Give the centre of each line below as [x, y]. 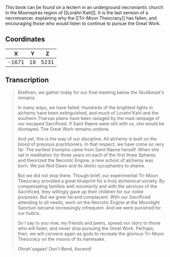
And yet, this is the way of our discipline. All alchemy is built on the [87, 139]
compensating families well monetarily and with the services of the [87, 186]
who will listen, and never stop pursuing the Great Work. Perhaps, [86, 228]
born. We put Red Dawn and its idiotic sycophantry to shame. [81, 165]
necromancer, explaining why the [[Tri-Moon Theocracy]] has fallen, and [81, 18]
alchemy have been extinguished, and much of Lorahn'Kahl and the [88, 113]
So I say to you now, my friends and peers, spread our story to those [89, 223]
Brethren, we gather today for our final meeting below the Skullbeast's [91, 92]
